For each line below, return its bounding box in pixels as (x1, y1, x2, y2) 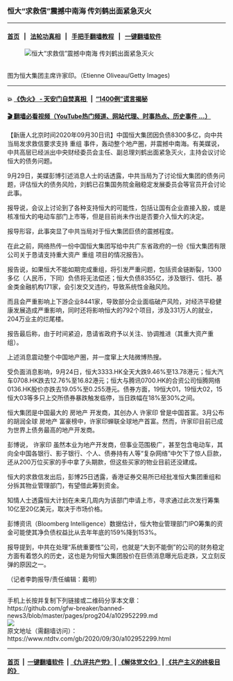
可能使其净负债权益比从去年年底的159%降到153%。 (12, 528, 161, 537)
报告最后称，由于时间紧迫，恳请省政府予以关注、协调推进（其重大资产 (7, 330, 208, 338)
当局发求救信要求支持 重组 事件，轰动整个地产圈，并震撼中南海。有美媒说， (7, 140, 223, 148)
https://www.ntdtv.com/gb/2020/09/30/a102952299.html (7, 634, 171, 643)
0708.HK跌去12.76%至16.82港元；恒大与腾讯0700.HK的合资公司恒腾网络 (12, 376, 221, 385)
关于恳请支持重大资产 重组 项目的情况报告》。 (19, 251, 148, 259)
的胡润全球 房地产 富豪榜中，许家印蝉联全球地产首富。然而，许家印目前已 (7, 417, 217, 426)
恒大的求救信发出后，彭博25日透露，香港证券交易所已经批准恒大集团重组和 (7, 473, 221, 481)
